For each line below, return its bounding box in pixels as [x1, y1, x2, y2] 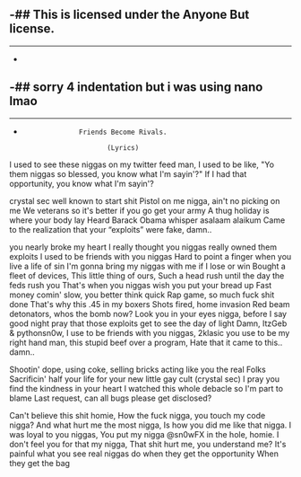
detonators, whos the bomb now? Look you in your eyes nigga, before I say [9, 308, 288, 319]
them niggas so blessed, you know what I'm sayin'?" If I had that [9, 168, 247, 179]
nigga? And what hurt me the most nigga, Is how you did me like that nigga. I [9, 420, 292, 430]
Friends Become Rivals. [79, 128, 168, 137]
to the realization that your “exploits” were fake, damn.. [9, 224, 212, 234]
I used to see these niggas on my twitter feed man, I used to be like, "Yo [9, 159, 275, 170]
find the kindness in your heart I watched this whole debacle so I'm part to [9, 383, 284, 393]
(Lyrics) [107, 143, 140, 152]
